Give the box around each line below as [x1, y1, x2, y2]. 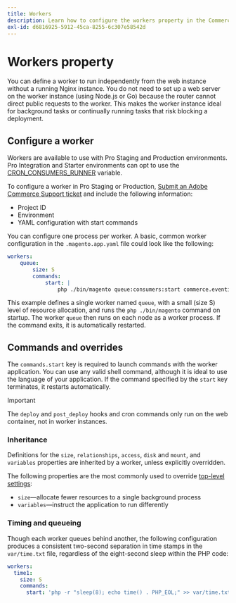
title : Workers [7, 10, 52, 18]
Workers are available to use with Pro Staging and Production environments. [7, 154, 228, 162]
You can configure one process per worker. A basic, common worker [7, 232, 207, 240]
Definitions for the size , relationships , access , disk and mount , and [7, 451, 202, 459]
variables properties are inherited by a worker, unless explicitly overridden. [7, 459, 226, 467]
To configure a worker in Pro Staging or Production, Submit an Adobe [7, 182, 209, 191]
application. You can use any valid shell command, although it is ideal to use [7, 368, 228, 376]
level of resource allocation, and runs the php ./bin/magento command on [7, 306, 221, 314]
